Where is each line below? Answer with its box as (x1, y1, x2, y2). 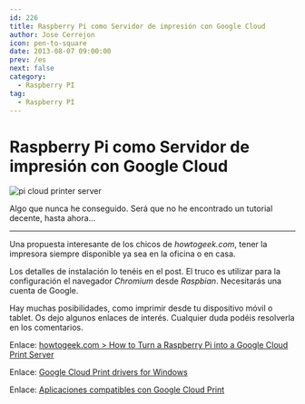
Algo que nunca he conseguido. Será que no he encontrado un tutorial (9, 203, 273, 214)
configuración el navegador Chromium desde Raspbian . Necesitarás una (9, 275, 282, 286)
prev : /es (9, 55, 47, 64)
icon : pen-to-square (9, 38, 88, 48)
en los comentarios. (9, 322, 84, 333)
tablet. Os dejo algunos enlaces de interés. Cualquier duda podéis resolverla (9, 313, 295, 323)
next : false (9, 64, 54, 73)
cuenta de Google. (9, 285, 79, 296)
